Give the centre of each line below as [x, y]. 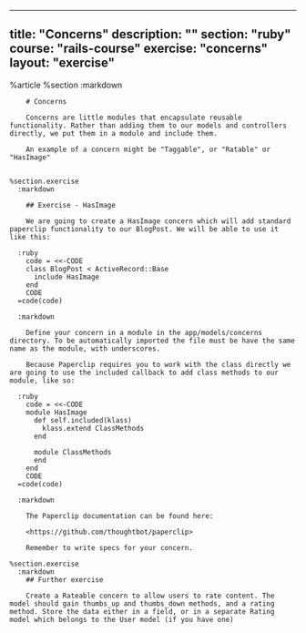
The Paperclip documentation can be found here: [120, 516]
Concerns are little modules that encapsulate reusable [134, 117]
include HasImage [66, 277]
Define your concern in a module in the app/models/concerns [144, 332]
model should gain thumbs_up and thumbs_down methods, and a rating [142, 603]
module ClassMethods [72, 452]
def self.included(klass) [82, 420]
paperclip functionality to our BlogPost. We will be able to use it [144, 229]
